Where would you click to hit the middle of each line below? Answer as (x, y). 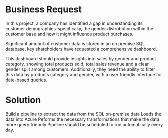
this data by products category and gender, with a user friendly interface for (84, 74)
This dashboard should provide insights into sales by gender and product (81, 58)
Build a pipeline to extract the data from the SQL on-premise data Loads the (83, 114)
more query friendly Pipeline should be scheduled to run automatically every (84, 124)
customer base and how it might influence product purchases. (69, 34)
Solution (23, 100)
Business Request (43, 9)
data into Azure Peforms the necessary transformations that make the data (82, 119)
